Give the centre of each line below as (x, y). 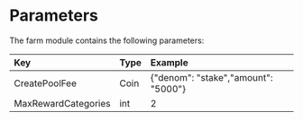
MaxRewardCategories (62, 103)
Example (169, 62)
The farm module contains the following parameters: (107, 40)
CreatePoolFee (45, 83)
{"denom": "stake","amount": (211, 77)
